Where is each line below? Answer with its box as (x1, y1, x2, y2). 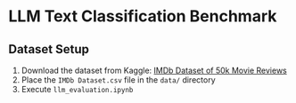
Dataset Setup (8, 42, 90, 57)
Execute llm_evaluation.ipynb (21, 84, 134, 94)
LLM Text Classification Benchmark (8, 6, 277, 27)
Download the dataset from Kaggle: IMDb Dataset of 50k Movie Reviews (21, 65, 287, 75)
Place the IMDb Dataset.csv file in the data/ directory (21, 75, 216, 85)
